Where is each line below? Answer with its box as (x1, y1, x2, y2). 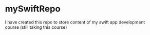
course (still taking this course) (5, 24, 67, 30)
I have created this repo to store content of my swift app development (5, 19, 145, 25)
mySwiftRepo (5, 3, 61, 14)
